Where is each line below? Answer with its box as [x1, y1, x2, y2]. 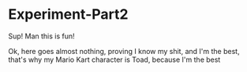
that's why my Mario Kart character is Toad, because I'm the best [8, 55, 221, 64]
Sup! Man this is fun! [8, 31, 75, 41]
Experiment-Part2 [8, 5, 129, 23]
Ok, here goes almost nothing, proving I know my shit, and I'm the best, [8, 46, 240, 56]
